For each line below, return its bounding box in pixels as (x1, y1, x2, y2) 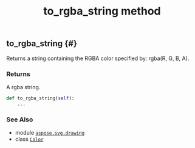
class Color (15, 135, 44, 143)
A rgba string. (6, 83, 41, 90)
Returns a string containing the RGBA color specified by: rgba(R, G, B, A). (6, 55, 190, 62)
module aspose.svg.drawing (15, 129, 85, 136)
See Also (6, 115, 33, 124)
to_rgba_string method (43, 4, 161, 18)
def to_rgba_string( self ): (6, 95, 75, 101)
